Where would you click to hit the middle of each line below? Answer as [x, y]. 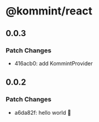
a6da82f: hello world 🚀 [43, 112]
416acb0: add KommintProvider [53, 63]
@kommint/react [49, 11]
